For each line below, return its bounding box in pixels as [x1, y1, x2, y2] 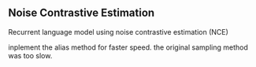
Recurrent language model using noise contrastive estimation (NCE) [8, 27, 228, 36]
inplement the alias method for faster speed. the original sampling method [8, 43, 248, 52]
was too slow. [8, 50, 53, 60]
